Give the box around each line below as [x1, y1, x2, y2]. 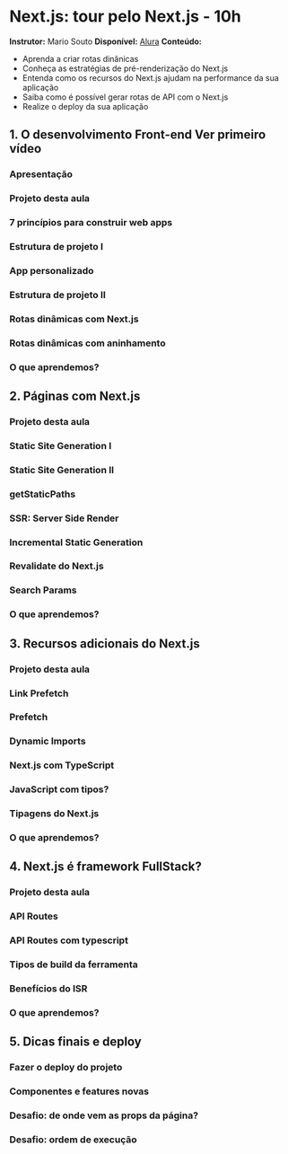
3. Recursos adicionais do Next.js [9, 636, 200, 651]
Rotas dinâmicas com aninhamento [9, 337, 166, 349]
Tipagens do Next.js [9, 807, 100, 820]
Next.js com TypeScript [9, 759, 115, 771]
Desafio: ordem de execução [9, 1133, 137, 1146]
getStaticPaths [9, 488, 76, 500]
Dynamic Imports [9, 735, 87, 747]
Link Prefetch [9, 687, 69, 700]
